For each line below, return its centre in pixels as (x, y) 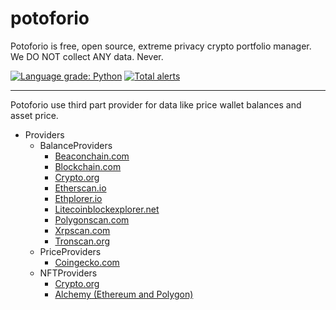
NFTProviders (68, 273)
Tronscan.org (82, 241)
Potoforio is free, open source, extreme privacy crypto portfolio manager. (161, 46)
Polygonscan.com (92, 219)
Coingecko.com (87, 262)
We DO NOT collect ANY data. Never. (87, 56)
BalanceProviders (76, 145)
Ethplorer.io (78, 198)
